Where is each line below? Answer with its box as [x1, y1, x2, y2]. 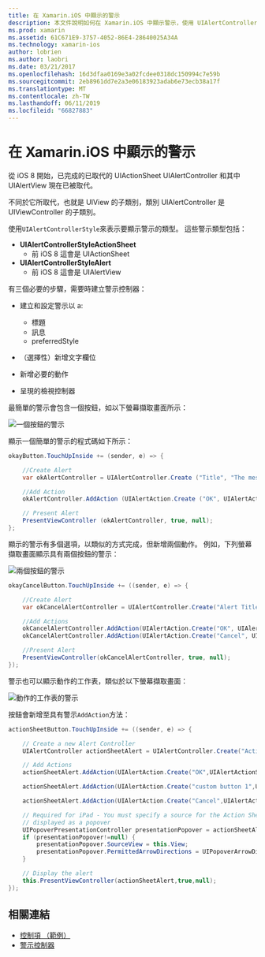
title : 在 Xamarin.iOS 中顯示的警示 [8, 11, 121, 20]
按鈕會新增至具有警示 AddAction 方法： [8, 709, 130, 719]
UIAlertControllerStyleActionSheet [19, 240, 136, 249]
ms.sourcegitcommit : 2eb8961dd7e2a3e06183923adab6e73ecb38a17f [8, 77, 221, 85]
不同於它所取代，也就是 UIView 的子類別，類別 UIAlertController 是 [8, 197, 225, 207]
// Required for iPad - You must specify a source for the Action [22, 811, 245, 819]
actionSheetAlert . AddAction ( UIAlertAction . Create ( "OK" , [22, 769, 211, 776]
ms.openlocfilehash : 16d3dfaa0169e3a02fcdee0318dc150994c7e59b [8, 70, 221, 78]
